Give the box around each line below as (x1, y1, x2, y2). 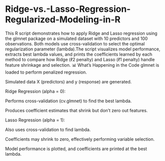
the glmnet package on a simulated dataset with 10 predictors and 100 (5, 36, 148, 41)
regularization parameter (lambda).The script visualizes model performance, (5, 46, 161, 52)
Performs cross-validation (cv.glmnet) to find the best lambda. (5, 98, 132, 104)
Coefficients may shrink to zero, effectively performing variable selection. (5, 136, 155, 142)
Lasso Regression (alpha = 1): (5, 117, 65, 123)
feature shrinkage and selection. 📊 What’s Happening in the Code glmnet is (5, 62, 160, 68)
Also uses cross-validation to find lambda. (5, 126, 91, 132)
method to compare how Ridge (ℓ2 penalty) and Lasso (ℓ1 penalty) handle (5, 56, 155, 62)
